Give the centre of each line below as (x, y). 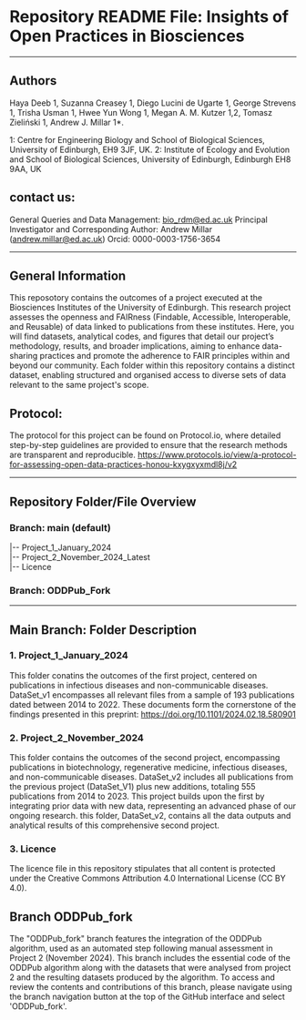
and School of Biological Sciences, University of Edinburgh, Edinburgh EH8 (150, 159)
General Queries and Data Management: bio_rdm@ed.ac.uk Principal (139, 219)
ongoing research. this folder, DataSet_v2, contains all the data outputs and (150, 816)
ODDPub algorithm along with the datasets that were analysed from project (150, 968)
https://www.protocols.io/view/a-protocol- (217, 455)
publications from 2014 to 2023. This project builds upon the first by (137, 796)
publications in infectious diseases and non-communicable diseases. (139, 685)
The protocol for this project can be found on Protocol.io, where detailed (145, 435)
